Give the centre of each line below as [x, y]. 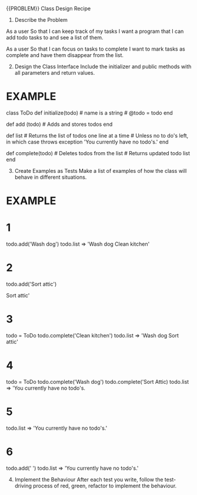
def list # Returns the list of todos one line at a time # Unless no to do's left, [97, 135]
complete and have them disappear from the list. [65, 55]
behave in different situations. [51, 177]
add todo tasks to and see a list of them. [55, 37]
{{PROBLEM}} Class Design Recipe [49, 9]
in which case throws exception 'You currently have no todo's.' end [87, 142]
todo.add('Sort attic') [31, 284]
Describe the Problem [41, 20]
